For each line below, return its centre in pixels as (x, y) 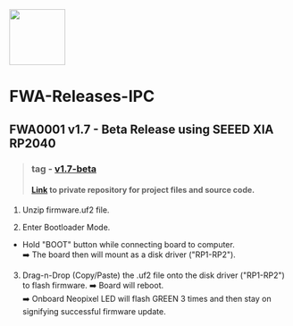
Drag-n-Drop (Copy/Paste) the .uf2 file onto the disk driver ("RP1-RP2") (154, 275)
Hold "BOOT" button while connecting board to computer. (128, 244)
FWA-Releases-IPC (82, 96)
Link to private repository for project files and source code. (143, 190)
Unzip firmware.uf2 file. (66, 210)
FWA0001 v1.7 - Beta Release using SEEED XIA (142, 129)
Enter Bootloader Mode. (66, 227)
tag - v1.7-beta (63, 169)
